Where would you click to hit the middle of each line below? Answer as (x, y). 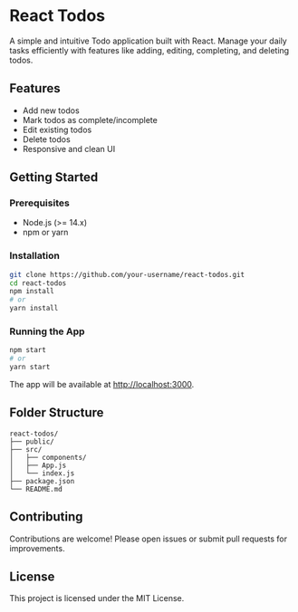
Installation (35, 256)
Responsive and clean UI (69, 148)
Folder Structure (57, 413)
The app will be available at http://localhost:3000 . (102, 385)
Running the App (47, 331)
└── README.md (36, 489)
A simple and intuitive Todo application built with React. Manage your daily (148, 41)
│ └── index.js (42, 473)
